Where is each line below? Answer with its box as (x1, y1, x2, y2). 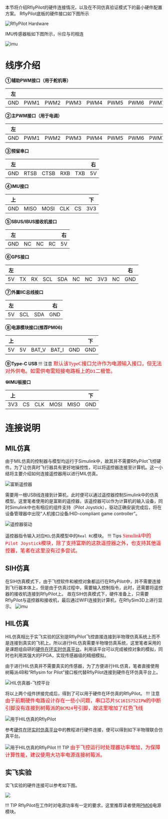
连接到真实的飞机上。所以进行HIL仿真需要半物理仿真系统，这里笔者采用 (9, 640, 157, 646)
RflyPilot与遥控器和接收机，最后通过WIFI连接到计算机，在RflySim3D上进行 (5, 597, 158, 603)
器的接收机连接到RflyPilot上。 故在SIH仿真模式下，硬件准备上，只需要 (5, 591, 149, 597)
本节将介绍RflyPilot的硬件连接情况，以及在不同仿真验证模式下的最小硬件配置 (5, 4, 162, 10)
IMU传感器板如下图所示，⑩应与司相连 (5, 31, 84, 36)
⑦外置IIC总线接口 (5, 289, 43, 295)
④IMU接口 (5, 183, 29, 189)
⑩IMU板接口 (5, 379, 31, 385)
